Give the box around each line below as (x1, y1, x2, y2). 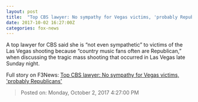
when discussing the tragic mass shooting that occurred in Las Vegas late (6, 54, 186, 61)
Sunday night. (6, 60, 40, 67)
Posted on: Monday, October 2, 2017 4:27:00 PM (20, 89, 140, 96)
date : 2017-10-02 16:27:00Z (6, 19, 75, 25)
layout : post (6, 8, 38, 15)
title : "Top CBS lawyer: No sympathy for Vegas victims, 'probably (6, 14, 178, 20)
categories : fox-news (6, 25, 60, 31)
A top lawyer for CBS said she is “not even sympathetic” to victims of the (6, 41, 183, 48)
